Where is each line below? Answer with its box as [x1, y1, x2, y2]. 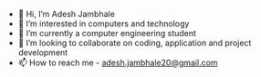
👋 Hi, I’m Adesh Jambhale [17, 9, 116, 19]
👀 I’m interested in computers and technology [17, 18, 190, 29]
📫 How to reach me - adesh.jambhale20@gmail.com [17, 57, 218, 68]
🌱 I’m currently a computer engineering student [17, 28, 196, 38]
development [17, 47, 68, 58]
